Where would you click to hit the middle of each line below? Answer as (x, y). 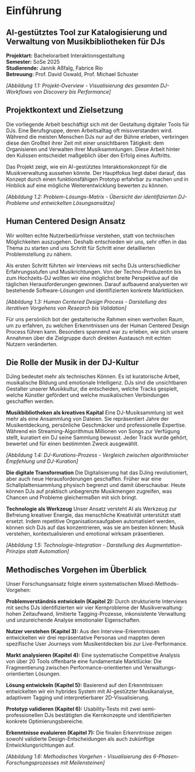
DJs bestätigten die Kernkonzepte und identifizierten (108, 715)
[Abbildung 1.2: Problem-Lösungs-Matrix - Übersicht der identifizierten (91, 197)
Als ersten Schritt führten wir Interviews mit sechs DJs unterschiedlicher (93, 265)
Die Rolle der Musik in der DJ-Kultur (72, 363)
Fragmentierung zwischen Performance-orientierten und (74, 668)
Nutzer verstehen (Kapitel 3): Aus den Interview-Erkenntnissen (83, 632)
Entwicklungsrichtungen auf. (40, 745)
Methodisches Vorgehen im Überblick (76, 570)
